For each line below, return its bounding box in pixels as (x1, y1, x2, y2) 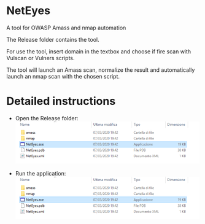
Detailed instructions (6, 95, 116, 108)
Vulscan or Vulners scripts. (6, 54, 75, 61)
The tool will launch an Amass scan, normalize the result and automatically (6, 66, 195, 74)
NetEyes (6, 4, 51, 18)
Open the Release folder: (15, 114, 79, 122)
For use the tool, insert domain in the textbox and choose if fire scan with (6, 47, 191, 55)
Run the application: (15, 170, 66, 177)
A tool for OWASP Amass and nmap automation (6, 24, 126, 31)
